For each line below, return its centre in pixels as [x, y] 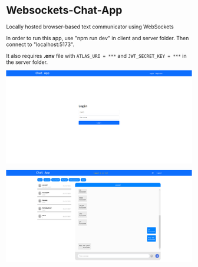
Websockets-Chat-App [64, 10]
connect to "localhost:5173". [40, 44]
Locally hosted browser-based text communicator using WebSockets [90, 27]
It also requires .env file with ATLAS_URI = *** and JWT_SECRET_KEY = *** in [96, 56]
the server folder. [27, 62]
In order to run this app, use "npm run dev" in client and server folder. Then [98, 38]
